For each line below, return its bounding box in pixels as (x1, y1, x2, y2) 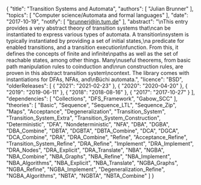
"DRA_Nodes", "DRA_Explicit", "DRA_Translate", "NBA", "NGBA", (6, 146, 165, 154)
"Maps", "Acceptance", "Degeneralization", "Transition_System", (6, 108, 166, 115)
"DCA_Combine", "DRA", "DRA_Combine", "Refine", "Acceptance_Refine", (6, 134, 188, 141)
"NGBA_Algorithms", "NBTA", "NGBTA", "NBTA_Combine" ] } (6, 172, 155, 179)
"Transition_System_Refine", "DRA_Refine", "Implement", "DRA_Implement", (6, 140, 194, 147)
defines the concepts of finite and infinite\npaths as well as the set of (6, 50, 179, 57)
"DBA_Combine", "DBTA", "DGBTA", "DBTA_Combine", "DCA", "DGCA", (6, 127, 179, 134)
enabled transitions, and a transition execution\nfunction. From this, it (6, 44, 179, 51)
